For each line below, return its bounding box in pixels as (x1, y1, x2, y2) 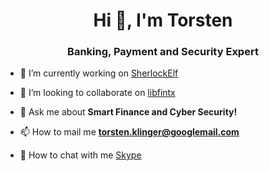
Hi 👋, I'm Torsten (93, 9, 233, 32)
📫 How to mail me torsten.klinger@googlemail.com (19, 126, 240, 138)
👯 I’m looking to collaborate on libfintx (19, 87, 176, 99)
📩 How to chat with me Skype (19, 149, 142, 161)
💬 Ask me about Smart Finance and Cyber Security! (19, 106, 238, 118)
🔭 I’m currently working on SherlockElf (19, 67, 179, 79)
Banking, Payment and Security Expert (67, 45, 259, 59)
